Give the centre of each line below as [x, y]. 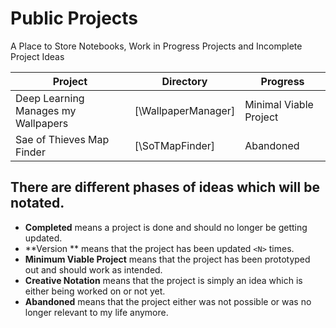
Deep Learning [50, 98]
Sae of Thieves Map [62, 139]
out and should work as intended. [93, 269]
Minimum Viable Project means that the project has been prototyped [167, 259]
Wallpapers [42, 123]
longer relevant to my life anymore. [96, 312]
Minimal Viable [279, 104]
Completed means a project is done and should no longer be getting [166, 227]
